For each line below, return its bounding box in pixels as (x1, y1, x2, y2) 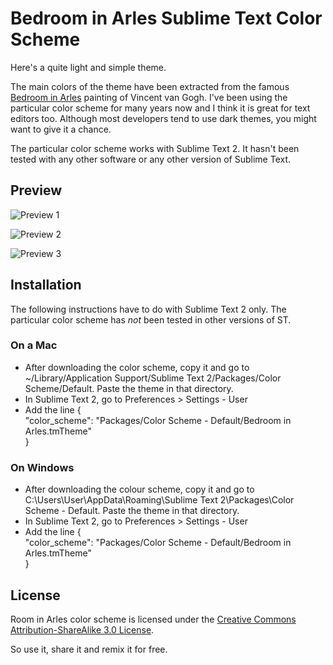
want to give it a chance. (10, 123, 112, 135)
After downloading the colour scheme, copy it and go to (24, 483, 255, 496)
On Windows (10, 460, 75, 474)
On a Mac (10, 338, 58, 352)
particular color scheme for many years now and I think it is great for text (10, 102, 311, 114)
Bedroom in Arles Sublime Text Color (10, 7, 323, 30)
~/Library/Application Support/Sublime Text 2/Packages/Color (24, 372, 282, 384)
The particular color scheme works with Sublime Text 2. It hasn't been (10, 142, 300, 154)
